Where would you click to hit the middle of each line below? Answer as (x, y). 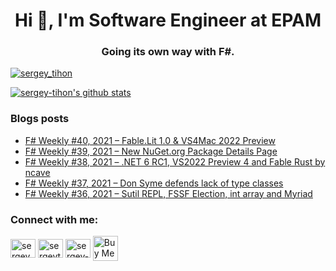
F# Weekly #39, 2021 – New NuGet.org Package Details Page (151, 151)
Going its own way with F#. (168, 52)
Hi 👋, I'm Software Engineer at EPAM (168, 20)
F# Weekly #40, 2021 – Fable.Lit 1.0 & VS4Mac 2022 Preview (150, 140)
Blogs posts (40, 119)
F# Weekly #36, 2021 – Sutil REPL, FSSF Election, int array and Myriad (168, 193)
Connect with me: (54, 219)
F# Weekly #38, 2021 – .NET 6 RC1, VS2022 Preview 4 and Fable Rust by (175, 161)
